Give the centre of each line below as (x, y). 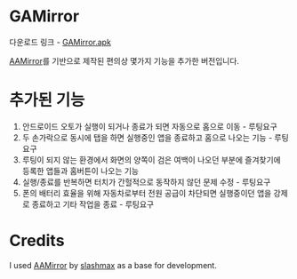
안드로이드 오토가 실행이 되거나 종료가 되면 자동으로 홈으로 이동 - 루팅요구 (149, 126)
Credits (37, 241)
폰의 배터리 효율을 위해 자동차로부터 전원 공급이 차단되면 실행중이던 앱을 (147, 193)
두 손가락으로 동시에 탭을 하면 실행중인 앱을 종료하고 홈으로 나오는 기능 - (147, 137)
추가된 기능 (47, 100)
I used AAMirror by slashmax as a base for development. (113, 265)
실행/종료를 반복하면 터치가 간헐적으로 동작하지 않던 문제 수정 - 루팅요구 (146, 182)
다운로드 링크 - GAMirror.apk (60, 42)
